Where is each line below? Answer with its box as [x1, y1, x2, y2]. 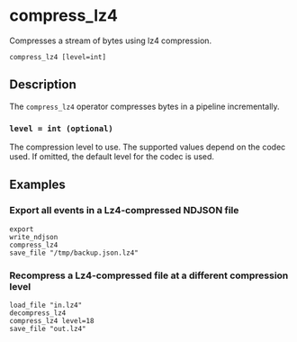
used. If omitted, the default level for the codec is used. [9, 151, 214, 162]
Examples [9, 177, 66, 193]
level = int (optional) [9, 123, 114, 133]
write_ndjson [9, 232, 58, 241]
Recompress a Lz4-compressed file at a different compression [9, 269, 289, 282]
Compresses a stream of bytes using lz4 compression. [9, 35, 212, 46]
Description [9, 77, 76, 93]
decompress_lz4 [9, 309, 67, 318]
